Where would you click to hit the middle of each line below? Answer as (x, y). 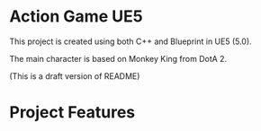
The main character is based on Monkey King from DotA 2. (118, 58)
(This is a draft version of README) (75, 76)
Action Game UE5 (76, 17)
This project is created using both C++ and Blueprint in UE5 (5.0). (130, 41)
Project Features (72, 113)
